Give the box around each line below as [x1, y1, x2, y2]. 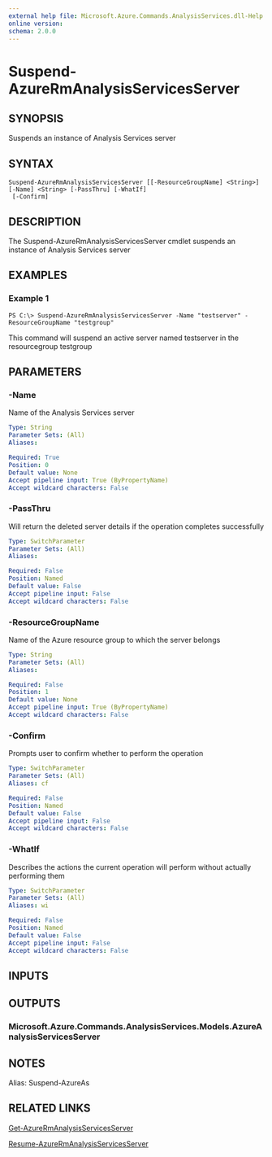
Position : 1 [8, 688, 49, 696]
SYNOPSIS [8, 111, 64, 125]
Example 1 [8, 293, 50, 304]
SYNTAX [8, 156, 54, 171]
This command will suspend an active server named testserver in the [8, 333, 240, 343]
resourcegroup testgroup [8, 341, 93, 351]
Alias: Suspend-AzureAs [8, 1078, 90, 1088]
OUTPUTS [8, 997, 61, 1011]
